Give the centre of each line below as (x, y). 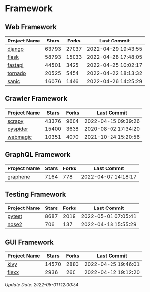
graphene (19, 177)
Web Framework (31, 27)
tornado (17, 73)
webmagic (20, 137)
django (16, 49)
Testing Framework (36, 194)
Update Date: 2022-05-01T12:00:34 (42, 285)
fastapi (16, 65)
